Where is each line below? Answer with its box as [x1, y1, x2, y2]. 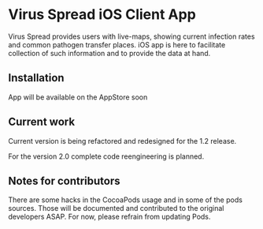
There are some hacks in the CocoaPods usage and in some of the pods [8, 195, 243, 205]
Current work [8, 115, 76, 129]
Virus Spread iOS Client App [8, 6, 197, 24]
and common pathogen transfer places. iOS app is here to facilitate [8, 39, 226, 49]
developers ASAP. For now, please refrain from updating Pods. [8, 212, 211, 222]
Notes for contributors [8, 174, 120, 187]
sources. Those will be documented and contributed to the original [8, 204, 224, 213]
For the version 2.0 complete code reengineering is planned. [8, 152, 205, 161]
